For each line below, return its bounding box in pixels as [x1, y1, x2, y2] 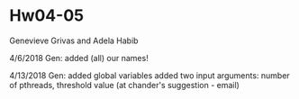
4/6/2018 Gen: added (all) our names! [9, 52, 149, 63]
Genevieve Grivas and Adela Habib [9, 35, 139, 46]
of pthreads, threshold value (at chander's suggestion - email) [9, 79, 240, 90]
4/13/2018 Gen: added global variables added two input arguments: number [9, 69, 290, 81]
